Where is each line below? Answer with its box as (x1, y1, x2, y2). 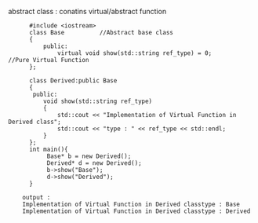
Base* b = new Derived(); (46, 152, 132, 160)
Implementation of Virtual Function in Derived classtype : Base (22, 200, 241, 208)
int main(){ (28, 145, 68, 153)
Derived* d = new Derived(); (46, 159, 143, 167)
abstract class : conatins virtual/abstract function (8, 7, 167, 16)
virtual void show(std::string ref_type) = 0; (57, 49, 213, 57)
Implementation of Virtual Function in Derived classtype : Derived (22, 207, 251, 215)
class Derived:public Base (28, 77, 118, 85)
